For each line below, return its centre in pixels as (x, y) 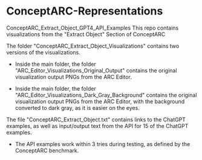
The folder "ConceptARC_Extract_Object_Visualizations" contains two (93, 46)
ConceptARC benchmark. (47, 150)
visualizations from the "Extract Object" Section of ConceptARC (86, 34)
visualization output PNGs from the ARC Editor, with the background (100, 101)
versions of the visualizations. (43, 52)
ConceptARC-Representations (85, 11)
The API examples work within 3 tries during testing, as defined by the (103, 144)
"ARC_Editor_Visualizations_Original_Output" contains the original (96, 70)
